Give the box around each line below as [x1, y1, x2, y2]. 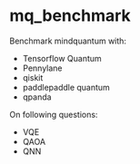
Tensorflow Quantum [22, 53, 102, 63]
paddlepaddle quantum [22, 82, 111, 92]
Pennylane [22, 63, 63, 73]
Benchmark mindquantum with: [9, 35, 127, 46]
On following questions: [9, 109, 98, 120]
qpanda [22, 92, 52, 102]
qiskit [22, 72, 44, 82]
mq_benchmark [9, 5, 132, 26]
